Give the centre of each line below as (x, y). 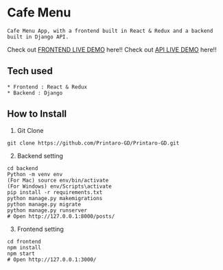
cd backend (23, 168)
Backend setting (40, 156)
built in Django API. (38, 37)
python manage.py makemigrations (55, 198)
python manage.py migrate (44, 204)
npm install (24, 247)
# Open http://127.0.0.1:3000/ (52, 259)
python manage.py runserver (47, 210)
